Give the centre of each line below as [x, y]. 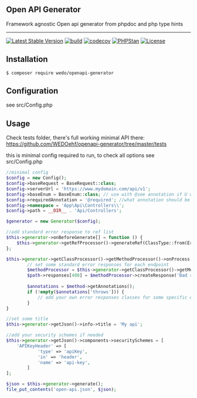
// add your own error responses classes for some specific [112, 297]
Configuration [32, 91]
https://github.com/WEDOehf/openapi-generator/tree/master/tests [86, 144]
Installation [27, 59]
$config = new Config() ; [36, 178]
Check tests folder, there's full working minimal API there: [75, 138]
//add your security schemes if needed [55, 335]
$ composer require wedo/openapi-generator [60, 73]
